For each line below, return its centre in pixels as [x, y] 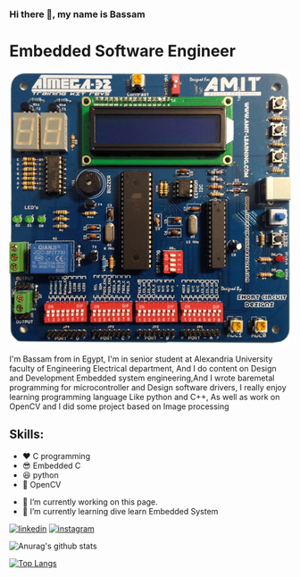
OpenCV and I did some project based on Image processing [119, 406]
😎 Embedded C [51, 465]
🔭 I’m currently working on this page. [90, 502]
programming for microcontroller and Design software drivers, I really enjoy [148, 387]
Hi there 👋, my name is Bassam [77, 14]
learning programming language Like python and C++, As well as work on [145, 397]
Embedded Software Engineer [123, 51]
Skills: [27, 435]
